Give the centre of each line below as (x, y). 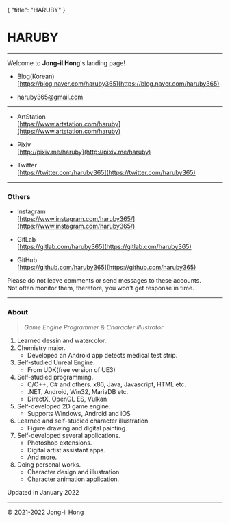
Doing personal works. (49, 464)
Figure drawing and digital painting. (77, 428)
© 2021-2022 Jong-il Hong (46, 512)
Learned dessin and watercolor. (62, 340)
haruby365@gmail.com (50, 97)
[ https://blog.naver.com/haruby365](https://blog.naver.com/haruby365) (118, 83)
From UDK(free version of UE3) (72, 369)
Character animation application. (73, 479)
